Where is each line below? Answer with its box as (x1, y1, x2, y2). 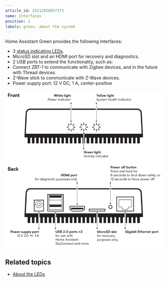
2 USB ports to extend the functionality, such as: (12, 59, 113, 65)
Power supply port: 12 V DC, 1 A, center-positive (12, 80, 112, 86)
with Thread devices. (12, 69, 56, 75)
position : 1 (5, 19, 30, 24)
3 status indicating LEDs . (12, 48, 64, 54)
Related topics (5, 258, 51, 266)
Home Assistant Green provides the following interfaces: (5, 38, 122, 45)
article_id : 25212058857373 (5, 8, 64, 13)
